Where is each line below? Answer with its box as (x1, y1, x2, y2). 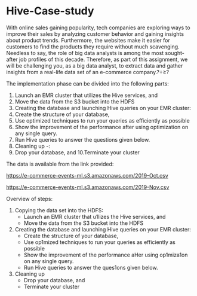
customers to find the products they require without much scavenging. (6, 43, 180, 50)
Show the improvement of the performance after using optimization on (14, 123, 189, 130)
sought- (165, 49, 185, 56)
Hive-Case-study (6, 4, 94, 18)
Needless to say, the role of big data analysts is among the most (6, 49, 164, 56)
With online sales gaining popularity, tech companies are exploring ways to (6, 24, 190, 31)
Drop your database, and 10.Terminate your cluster (14, 148, 140, 156)
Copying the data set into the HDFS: (14, 206, 103, 213)
